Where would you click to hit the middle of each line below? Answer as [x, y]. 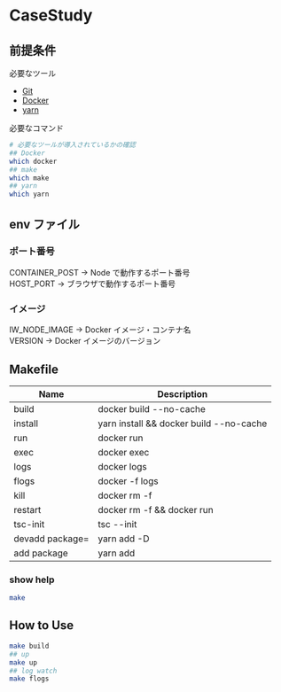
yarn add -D [123, 539]
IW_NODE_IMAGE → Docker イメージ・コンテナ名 [100, 330]
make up [23, 662]
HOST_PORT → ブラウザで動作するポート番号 [93, 284]
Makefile [34, 369]
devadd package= [51, 539]
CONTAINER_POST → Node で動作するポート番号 [100, 272]
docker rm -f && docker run [156, 509]
